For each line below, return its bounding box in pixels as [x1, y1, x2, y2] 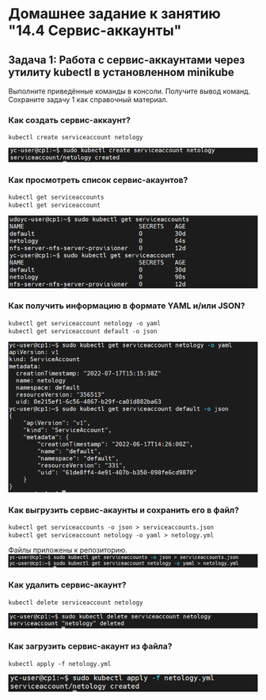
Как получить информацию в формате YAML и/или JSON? [8, 300, 245, 311]
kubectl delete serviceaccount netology [8, 599, 144, 607]
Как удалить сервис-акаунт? [8, 580, 127, 591]
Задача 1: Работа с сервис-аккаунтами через [8, 53, 245, 67]
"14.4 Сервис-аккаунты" [8, 21, 182, 40]
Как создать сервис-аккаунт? [8, 114, 131, 125]
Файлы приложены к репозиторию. [8, 546, 128, 555]
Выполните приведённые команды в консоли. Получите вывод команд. [8, 86, 251, 96]
